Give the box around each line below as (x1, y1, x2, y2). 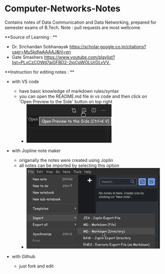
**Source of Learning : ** (4, 34, 58, 40)
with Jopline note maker (11, 148, 61, 154)
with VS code (11, 78, 39, 84)
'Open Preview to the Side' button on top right (19, 98, 113, 104)
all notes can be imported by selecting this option (19, 162, 120, 168)
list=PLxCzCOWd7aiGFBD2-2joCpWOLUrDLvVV (11, 59, 109, 65)
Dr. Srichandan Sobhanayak (11, 43, 68, 49)
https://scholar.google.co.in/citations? (69, 43, 146, 49)
